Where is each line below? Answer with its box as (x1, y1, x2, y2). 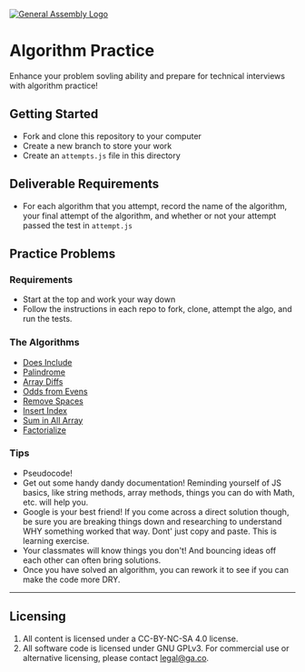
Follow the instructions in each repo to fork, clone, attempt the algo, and (22, 304, 292, 315)
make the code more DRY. (22, 574, 121, 585)
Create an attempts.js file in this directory (22, 150, 182, 161)
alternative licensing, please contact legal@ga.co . (22, 652, 210, 663)
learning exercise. (22, 535, 90, 546)
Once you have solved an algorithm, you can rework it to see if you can (22, 564, 289, 575)
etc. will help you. (22, 496, 89, 507)
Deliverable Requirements (9, 176, 160, 192)
